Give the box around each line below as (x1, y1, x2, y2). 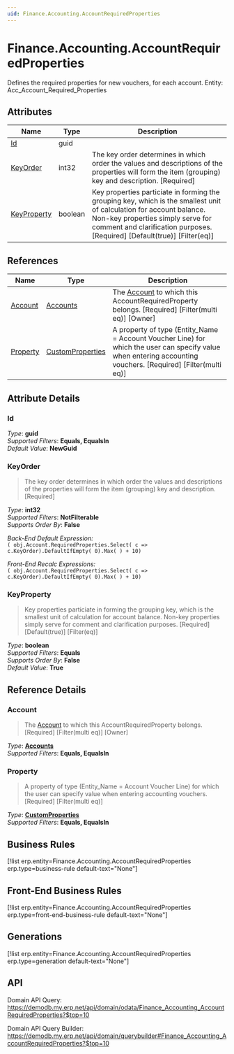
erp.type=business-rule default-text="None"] (7, 865, 138, 873)
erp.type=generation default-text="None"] (7, 957, 130, 965)
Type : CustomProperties (7, 811, 80, 819)
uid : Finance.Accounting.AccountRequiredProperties (7, 10, 160, 17)
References (7, 254, 58, 266)
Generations (7, 931, 63, 943)
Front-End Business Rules (7, 885, 122, 897)
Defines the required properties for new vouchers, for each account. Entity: (7, 78, 224, 87)
